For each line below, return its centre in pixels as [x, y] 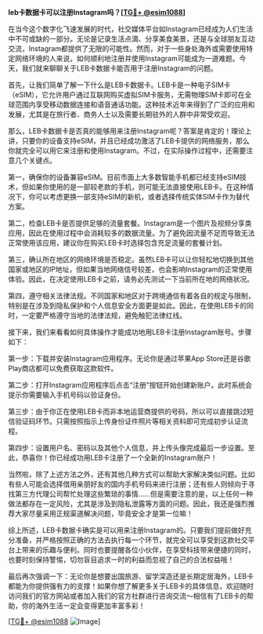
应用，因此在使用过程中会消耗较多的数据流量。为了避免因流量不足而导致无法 [131, 233]
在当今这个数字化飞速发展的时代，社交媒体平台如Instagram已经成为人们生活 [130, 29]
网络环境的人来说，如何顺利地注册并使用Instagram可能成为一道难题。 [127, 58]
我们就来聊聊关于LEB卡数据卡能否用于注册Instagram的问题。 [119, 68]
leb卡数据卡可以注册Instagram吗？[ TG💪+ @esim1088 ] [97, 12]
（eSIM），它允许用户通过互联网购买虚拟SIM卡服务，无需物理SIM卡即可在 [126, 95]
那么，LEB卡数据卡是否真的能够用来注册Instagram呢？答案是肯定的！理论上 [130, 131]
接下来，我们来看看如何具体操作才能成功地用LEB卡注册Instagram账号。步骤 [130, 332]
